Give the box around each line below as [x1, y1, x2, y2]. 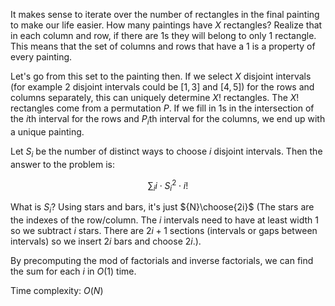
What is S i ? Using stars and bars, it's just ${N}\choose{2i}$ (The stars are [10, 201, 315, 215]
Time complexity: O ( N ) [10, 284, 104, 296]
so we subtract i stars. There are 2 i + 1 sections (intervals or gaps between [10, 224, 318, 236]
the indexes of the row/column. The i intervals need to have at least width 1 [10, 214, 319, 226]
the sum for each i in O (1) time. [10, 265, 137, 277]
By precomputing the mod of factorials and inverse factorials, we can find [10, 254, 314, 266]
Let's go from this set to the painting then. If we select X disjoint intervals [10, 70, 312, 82]
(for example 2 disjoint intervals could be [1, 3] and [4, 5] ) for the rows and [10, 81, 315, 93]
